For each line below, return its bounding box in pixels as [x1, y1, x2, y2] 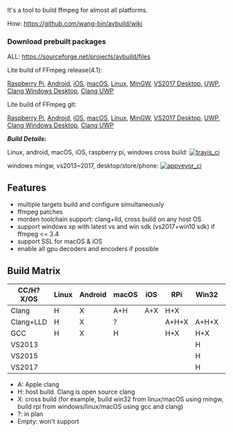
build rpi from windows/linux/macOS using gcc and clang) [17, 402, 184, 410]
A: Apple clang [17, 380, 60, 388]
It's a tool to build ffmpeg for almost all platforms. [7, 6, 148, 14]
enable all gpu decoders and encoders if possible [17, 245, 159, 253]
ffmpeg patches [17, 208, 63, 216]
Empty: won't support [17, 417, 80, 425]
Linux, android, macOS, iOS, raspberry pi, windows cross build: [7, 148, 188, 157]
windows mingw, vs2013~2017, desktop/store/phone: [7, 161, 159, 170]
